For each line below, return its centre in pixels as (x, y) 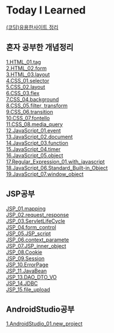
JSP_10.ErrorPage (27, 264)
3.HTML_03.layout (28, 74)
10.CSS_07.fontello (28, 118)
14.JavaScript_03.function (37, 143)
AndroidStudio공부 (40, 309)
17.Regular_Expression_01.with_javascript (56, 161)
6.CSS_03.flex (23, 93)
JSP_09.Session (25, 258)
